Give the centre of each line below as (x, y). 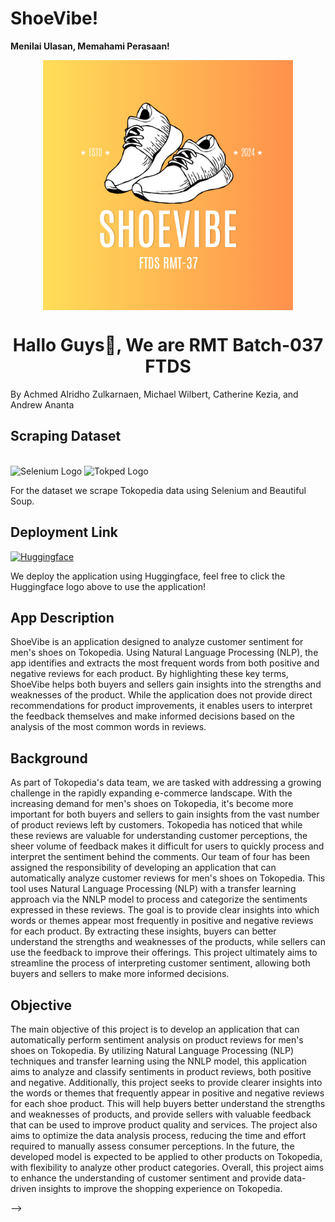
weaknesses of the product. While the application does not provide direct (161, 695)
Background (49, 758)
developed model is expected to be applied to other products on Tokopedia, (166, 1156)
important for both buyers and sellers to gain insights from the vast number (165, 814)
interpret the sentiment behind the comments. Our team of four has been (160, 857)
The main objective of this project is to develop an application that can (155, 1029)
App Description (62, 617)
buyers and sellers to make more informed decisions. (120, 974)
